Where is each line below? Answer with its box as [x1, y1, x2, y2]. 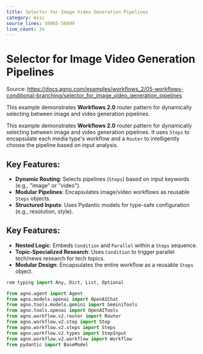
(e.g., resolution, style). [15, 208, 74, 215]
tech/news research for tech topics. [15, 255, 105, 262]
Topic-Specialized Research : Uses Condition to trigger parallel [15, 248, 175, 255]
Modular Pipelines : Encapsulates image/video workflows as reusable [15, 189, 190, 195]
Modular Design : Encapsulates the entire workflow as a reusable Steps [15, 261, 194, 269]
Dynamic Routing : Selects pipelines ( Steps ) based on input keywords [15, 175, 190, 182]
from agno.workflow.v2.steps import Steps [6, 324, 116, 330]
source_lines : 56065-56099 [6, 20, 75, 26]
